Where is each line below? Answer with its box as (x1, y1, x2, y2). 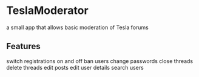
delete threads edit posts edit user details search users (6, 64, 144, 71)
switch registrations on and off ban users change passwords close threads (6, 57, 194, 64)
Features (6, 41, 41, 52)
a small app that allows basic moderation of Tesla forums (6, 24, 149, 31)
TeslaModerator (6, 4, 89, 18)
